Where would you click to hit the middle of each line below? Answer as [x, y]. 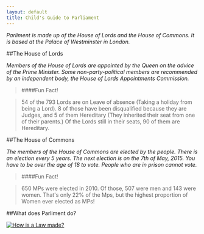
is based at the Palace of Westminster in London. [68, 42]
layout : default [27, 12]
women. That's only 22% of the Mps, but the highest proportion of [104, 195]
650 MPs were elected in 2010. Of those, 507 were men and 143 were [108, 188]
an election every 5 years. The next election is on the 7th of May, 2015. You [101, 158]
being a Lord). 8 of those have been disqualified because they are [104, 108]
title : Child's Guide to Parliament [53, 18]
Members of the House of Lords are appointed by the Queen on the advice [100, 65]
